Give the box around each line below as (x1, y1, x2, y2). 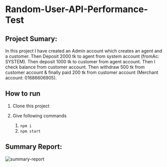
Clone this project (12, 103, 49, 109)
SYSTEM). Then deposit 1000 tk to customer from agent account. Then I (5, 59, 155, 64)
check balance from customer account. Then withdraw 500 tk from (5, 64, 145, 70)
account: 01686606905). (5, 75, 57, 80)
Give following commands (12, 112, 67, 118)
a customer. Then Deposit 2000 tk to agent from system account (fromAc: (5, 53, 159, 59)
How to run (5, 90, 41, 98)
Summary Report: (5, 143, 62, 151)
